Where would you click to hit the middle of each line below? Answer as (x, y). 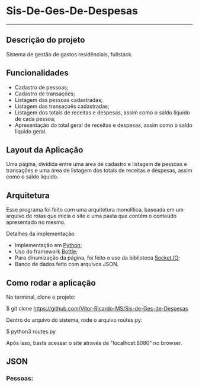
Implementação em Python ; (48, 245)
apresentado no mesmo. (36, 222)
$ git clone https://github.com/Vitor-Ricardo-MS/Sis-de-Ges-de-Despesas (97, 308)
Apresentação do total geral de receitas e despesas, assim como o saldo (103, 125)
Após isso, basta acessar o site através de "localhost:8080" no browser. (94, 343)
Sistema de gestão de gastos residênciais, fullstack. (70, 54)
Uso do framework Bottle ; (46, 252)
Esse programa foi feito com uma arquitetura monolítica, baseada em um (95, 210)
